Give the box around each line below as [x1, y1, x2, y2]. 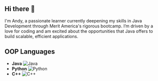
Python [11, 65, 27, 71]
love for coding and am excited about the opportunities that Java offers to [4, 28, 153, 34]
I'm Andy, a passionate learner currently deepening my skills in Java [4, 18, 142, 23]
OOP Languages [4, 47, 55, 56]
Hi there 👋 [4, 5, 35, 13]
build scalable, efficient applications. [4, 33, 79, 39]
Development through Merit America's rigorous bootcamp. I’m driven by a [4, 23, 154, 29]
